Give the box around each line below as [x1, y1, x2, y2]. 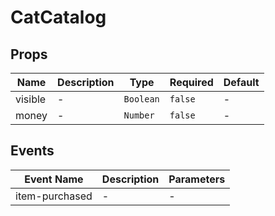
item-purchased [15, 189, 93, 203]
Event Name [24, 172, 84, 186]
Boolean [123, 94, 160, 105]
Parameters [168, 172, 226, 186]
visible [15, 92, 47, 106]
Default [223, 76, 260, 89]
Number [123, 110, 155, 121]
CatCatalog [10, 6, 107, 29]
